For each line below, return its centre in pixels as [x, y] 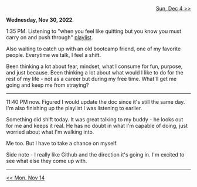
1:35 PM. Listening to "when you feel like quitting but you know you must [94, 31]
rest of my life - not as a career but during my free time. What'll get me [91, 79]
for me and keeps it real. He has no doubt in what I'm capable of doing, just [97, 126]
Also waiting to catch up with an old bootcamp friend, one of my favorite [94, 49]
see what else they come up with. [47, 161]
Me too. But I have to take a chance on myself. [62, 143]
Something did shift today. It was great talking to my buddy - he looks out [95, 119]
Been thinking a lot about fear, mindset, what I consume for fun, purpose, [94, 66]
